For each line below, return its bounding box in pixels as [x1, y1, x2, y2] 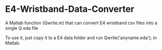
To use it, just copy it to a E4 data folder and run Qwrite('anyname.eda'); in [5, 35, 157, 41]
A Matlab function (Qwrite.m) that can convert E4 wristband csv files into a [5, 20, 158, 26]
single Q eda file [5, 25, 39, 31]
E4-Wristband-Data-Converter [5, 3, 134, 15]
